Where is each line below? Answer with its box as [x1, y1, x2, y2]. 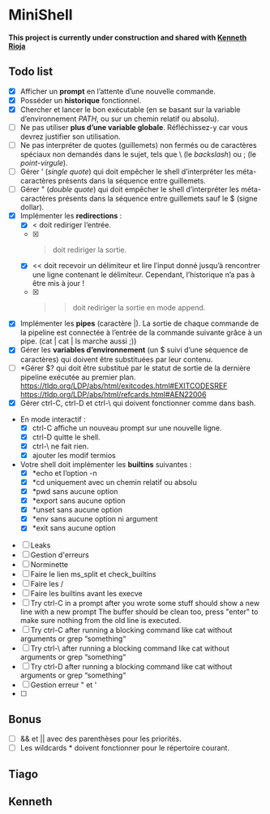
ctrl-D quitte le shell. [32, 432, 101, 442]
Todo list [8, 65, 54, 79]
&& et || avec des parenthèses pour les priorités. [19, 734, 182, 744]
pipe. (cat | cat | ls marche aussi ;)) [19, 336, 137, 346]
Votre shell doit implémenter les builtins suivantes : [19, 459, 192, 469]
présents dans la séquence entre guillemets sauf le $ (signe [58, 193, 258, 204]
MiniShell [8, 6, 73, 24]
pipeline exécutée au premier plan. [19, 372, 136, 382]
